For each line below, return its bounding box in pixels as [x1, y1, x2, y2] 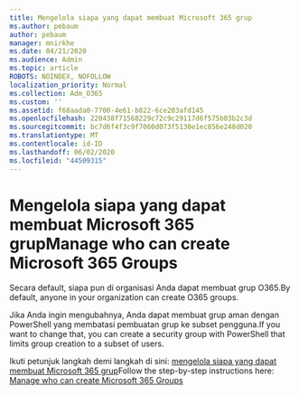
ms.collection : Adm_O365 [9, 89, 103, 98]
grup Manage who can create [9, 233, 230, 254]
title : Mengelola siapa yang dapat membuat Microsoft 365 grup [9, 13, 253, 23]
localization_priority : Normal [9, 80, 127, 89]
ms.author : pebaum [9, 22, 79, 31]
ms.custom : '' [9, 97, 63, 107]
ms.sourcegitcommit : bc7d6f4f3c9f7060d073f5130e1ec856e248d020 [9, 123, 253, 132]
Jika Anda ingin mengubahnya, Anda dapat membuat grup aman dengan [9, 309, 280, 321]
